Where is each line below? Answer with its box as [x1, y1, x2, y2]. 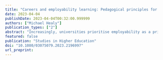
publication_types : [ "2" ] [5, 25, 57, 30]
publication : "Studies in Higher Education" [5, 39, 97, 44]
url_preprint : [5, 47, 34, 52]
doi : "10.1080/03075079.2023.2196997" [5, 43, 83, 48]
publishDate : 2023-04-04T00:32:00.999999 [5, 16, 90, 21]
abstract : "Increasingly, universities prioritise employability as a [5, 30, 151, 34]
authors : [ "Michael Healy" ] [5, 20, 62, 26]
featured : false [5, 34, 38, 39]
